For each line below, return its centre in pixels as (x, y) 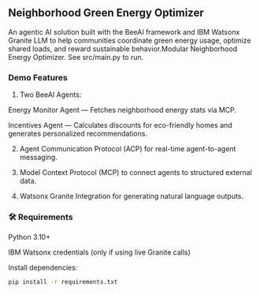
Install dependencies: (43, 268)
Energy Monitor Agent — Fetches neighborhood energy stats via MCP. (123, 110)
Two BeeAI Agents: (50, 95)
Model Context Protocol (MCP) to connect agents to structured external (136, 173)
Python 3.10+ (30, 237)
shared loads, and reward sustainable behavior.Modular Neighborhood (123, 48)
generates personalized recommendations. (78, 134)
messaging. (38, 158)
